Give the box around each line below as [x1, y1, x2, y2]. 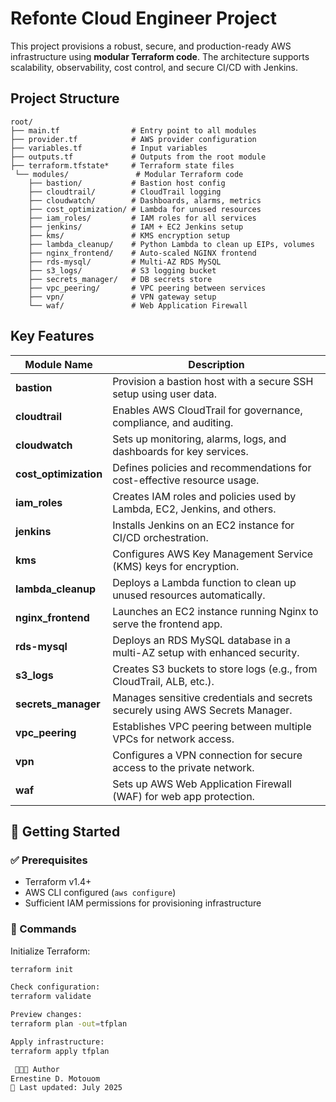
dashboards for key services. [112, 444, 249, 458]
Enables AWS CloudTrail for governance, [112, 403, 303, 417]
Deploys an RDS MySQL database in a [112, 633, 291, 647]
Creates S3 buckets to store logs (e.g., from [112, 662, 318, 676]
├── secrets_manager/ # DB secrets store [28, 274, 213, 284]
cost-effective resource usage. [112, 473, 260, 487]
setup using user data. [112, 387, 217, 401]
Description [188, 357, 245, 371]
